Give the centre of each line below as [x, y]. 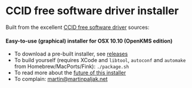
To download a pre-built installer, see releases [71, 54]
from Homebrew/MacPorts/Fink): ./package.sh [72, 67]
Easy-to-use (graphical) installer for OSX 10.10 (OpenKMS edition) [89, 41]
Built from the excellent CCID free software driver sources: [78, 27]
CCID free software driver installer [92, 11]
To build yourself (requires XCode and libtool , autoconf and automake [100, 60]
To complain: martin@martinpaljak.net [61, 79]
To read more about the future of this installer [70, 73]
